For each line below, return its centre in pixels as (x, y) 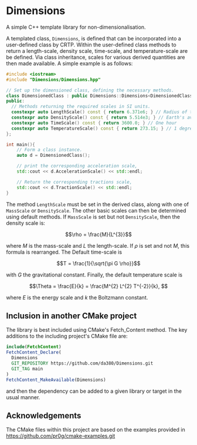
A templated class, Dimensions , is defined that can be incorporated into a (94, 38)
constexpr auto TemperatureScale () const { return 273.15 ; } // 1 (94, 128)
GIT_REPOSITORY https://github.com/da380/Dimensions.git (82, 363)
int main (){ (21, 144)
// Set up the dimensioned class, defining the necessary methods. (90, 90)
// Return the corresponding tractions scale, (74, 182)
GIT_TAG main (27, 369)
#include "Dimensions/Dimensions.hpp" (53, 80)
